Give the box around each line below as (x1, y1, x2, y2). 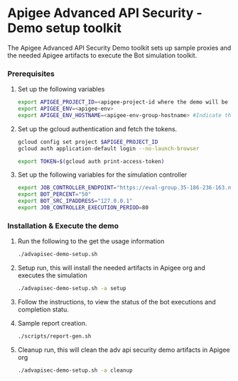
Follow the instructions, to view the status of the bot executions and (17, 298, 216, 307)
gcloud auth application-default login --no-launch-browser (17, 145, 200, 152)
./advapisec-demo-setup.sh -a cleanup (17, 367, 133, 374)
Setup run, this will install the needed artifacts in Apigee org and (17, 264, 205, 272)
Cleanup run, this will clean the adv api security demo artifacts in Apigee (17, 346, 231, 354)
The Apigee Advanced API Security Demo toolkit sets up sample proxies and (7, 43, 232, 52)
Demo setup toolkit (7, 20, 122, 36)
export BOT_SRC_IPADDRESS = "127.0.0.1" (17, 197, 133, 205)
